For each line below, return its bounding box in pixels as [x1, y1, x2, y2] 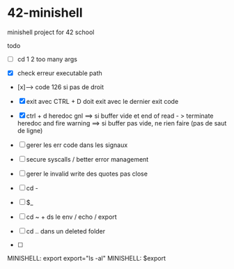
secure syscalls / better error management [26, 155, 149, 164]
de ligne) [17, 127, 43, 135]
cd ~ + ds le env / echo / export [26, 213, 117, 221]
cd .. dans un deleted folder [26, 227, 106, 236]
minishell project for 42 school [7, 28, 95, 36]
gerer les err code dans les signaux [26, 141, 128, 149]
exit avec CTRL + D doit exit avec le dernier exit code [26, 98, 179, 106]
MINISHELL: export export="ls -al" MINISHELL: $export [7, 254, 166, 263]
